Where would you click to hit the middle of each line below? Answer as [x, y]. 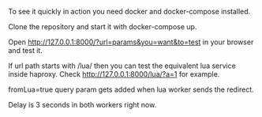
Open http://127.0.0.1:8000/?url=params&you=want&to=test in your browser [131, 42]
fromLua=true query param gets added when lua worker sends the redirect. [131, 89]
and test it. [26, 50]
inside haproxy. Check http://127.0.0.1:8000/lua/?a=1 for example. [114, 74]
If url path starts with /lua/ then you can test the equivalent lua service [122, 66]
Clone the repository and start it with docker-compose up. [103, 26]
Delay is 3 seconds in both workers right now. [82, 105]
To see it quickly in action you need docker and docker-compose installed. [129, 11]
